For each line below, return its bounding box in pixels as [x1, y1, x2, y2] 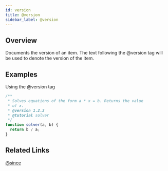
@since [5, 160, 22, 166]
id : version [5, 7, 31, 13]
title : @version [5, 12, 40, 17]
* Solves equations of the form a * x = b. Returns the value [7, 98, 144, 103]
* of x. [7, 103, 24, 108]
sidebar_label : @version [5, 17, 59, 22]
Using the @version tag [5, 84, 55, 90]
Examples [5, 70, 38, 79]
